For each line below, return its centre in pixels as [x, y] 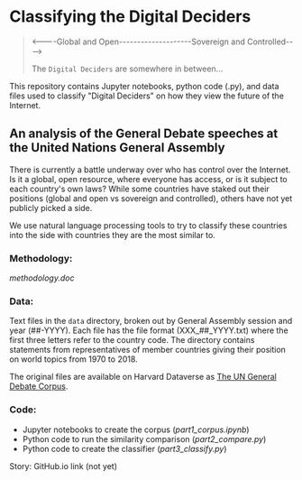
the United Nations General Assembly [117, 148]
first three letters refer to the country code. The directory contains [132, 340]
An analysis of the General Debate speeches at [144, 134]
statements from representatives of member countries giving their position [148, 350]
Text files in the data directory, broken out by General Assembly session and [151, 321]
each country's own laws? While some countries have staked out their [140, 189]
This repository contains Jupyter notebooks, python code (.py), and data [144, 86]
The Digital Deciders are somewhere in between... [127, 69]
